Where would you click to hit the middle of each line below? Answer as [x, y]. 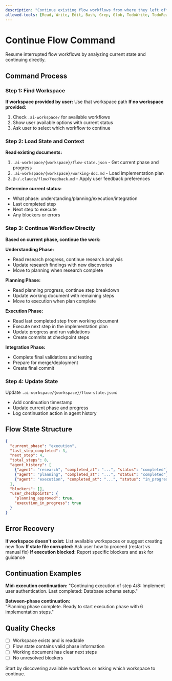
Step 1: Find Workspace [35, 90]
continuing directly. [26, 60]
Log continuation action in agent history [55, 413]
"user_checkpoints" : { [34, 494]
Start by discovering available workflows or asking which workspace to [80, 668]
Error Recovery [30, 529]
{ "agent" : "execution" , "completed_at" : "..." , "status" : [78, 479]
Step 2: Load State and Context [45, 142]
